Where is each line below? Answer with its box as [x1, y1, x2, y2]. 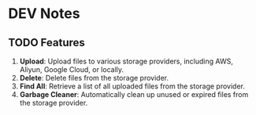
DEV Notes [8, 5, 80, 23]
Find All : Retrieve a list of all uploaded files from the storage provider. [19, 81, 246, 91]
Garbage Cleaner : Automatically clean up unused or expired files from [19, 90, 249, 99]
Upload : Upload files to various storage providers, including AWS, [19, 56, 234, 66]
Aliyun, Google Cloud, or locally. [19, 65, 124, 74]
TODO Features [8, 36, 85, 49]
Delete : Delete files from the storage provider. [19, 74, 169, 82]
